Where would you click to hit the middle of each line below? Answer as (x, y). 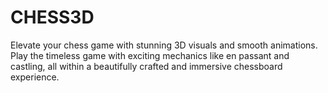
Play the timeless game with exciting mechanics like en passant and (150, 55)
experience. (35, 77)
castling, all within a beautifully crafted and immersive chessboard (146, 66)
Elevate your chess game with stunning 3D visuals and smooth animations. (164, 45)
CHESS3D (52, 17)
